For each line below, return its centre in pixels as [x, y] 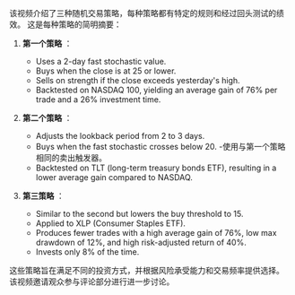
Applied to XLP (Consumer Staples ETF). [111, 223]
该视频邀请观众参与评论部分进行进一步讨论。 [92, 282]
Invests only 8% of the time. [87, 252]
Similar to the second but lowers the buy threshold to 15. [139, 214]
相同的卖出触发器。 [71, 158]
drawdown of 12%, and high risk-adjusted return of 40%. [141, 242]
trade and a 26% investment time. [98, 100]
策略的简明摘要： [90, 24]
